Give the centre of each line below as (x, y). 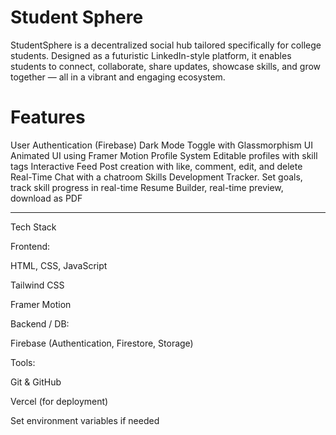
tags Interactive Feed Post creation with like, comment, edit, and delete (156, 166)
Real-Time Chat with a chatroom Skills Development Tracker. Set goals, (156, 177)
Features (48, 117)
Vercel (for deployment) (59, 401)
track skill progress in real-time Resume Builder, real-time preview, (147, 187)
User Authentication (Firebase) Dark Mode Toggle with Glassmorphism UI (161, 145)
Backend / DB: (40, 323)
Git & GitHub (36, 382)
